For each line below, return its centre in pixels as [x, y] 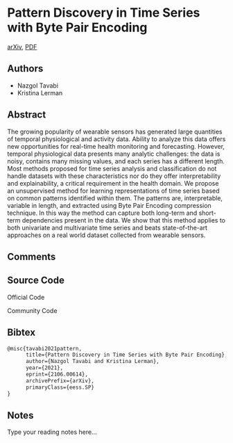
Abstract [27, 115]
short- [207, 213]
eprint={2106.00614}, [57, 374]
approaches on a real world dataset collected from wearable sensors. [106, 235]
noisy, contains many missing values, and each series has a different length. [116, 161]
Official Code [26, 297]
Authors [25, 69]
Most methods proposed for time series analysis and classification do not [112, 168]
